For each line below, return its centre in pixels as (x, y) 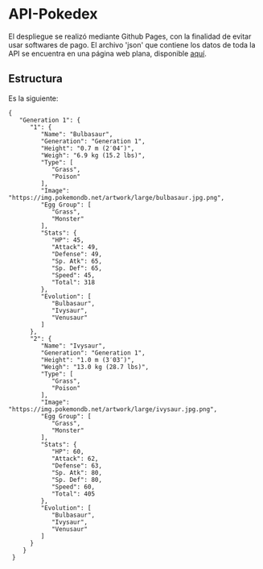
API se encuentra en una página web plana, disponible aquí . (107, 53)
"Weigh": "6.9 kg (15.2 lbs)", (93, 155)
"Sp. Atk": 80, (77, 472)
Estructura (35, 79)
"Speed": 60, (73, 487)
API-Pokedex (53, 14)
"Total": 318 (73, 282)
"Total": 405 (73, 494)
